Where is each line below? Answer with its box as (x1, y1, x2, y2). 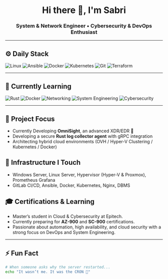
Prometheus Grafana (12, 177, 55, 183)
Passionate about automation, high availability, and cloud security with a (12, 224, 161, 230)
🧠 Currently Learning (5, 82, 71, 91)
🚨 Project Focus (5, 115, 55, 123)
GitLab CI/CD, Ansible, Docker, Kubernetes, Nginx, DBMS (12, 182, 130, 188)
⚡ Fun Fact (5, 249, 38, 257)
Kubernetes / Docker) (12, 144, 57, 150)
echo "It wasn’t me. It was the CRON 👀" (5, 269, 91, 274)
